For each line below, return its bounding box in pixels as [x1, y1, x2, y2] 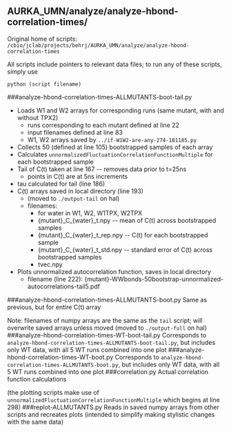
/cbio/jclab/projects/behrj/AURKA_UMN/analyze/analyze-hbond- [7, 41, 190, 49]
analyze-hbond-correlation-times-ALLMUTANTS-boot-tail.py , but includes [7, 338, 216, 346]
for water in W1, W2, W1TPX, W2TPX [37, 208, 143, 217]
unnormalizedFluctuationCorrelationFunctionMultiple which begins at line [7, 395, 221, 404]
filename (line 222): [27, 275, 83, 283]
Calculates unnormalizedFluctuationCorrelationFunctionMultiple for [17, 150, 214, 158]
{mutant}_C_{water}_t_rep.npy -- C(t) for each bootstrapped [37, 230, 208, 239]
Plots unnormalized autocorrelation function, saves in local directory [17, 267, 212, 275]
